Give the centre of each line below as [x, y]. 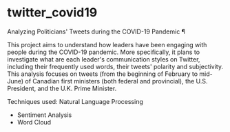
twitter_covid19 [52, 13]
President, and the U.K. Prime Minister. [62, 88]
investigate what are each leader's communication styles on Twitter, [104, 59]
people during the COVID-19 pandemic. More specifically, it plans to [104, 52]
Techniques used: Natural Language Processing [75, 101]
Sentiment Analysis [44, 115]
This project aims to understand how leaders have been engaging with [107, 44]
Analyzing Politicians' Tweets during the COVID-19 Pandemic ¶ [96, 31]
